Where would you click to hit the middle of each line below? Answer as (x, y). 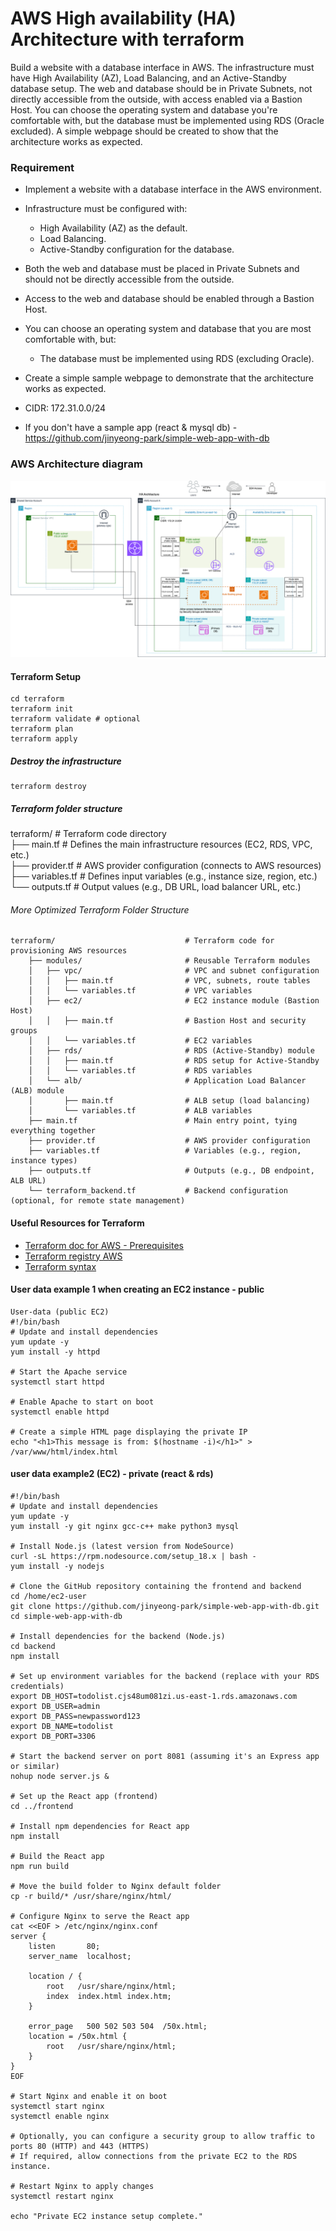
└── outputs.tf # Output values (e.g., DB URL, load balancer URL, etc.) (156, 887)
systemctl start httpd (57, 1382)
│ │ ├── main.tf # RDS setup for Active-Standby (174, 1061)
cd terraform (37, 699)
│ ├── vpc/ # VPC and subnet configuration (174, 971)
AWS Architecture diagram (76, 464)
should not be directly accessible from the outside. (129, 279)
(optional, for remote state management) (98, 1201)
